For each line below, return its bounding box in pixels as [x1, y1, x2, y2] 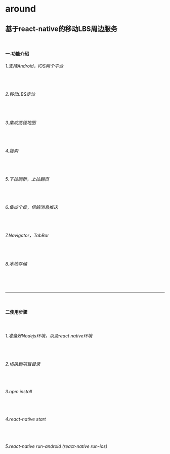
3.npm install [5, 389, 32, 395]
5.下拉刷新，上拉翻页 [5, 176, 49, 182]
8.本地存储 [5, 260, 27, 267]
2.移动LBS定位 [5, 91, 35, 97]
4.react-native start [5, 416, 47, 422]
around [5, 3, 36, 15]
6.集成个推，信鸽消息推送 [5, 204, 58, 210]
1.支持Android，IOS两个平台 [5, 63, 64, 69]
